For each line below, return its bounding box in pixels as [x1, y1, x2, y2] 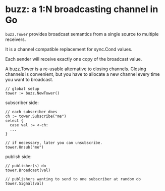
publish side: [5, 153, 32, 160]
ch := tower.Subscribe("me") [5, 114, 67, 119]
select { [5, 118, 24, 123]
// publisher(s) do [5, 163, 46, 168]
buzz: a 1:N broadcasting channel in [5, 4, 158, 15]
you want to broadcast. [5, 76, 53, 82]
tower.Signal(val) [5, 181, 44, 186]
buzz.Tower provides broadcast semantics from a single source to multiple [5, 31, 159, 37]
